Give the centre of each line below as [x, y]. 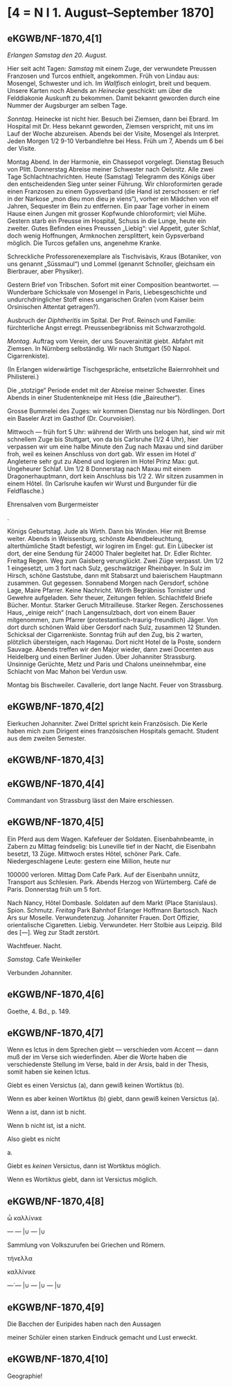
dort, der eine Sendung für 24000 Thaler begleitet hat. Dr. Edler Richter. [110, 553]
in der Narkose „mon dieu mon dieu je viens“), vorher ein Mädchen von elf [113, 199]
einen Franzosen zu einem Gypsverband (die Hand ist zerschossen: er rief [113, 191]
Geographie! [25, 1376]
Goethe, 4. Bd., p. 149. [39, 1011]
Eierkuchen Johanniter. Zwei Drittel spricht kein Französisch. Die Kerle [107, 723]
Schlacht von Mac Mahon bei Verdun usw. [67, 671]
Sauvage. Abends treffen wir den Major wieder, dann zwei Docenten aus [110, 649]
